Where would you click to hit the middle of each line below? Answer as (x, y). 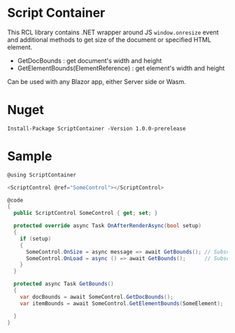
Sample (30, 156)
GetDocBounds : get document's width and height (90, 60)
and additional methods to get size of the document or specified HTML (109, 39)
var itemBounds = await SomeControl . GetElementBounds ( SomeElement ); (122, 303)
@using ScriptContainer (42, 175)
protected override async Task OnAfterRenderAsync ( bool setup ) (107, 226)
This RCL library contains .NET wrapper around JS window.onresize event (113, 32)
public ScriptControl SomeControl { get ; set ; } (86, 213)
